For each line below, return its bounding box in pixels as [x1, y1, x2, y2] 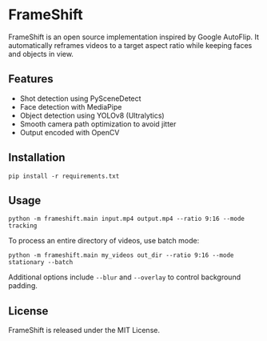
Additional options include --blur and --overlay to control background [8, 272, 241, 282]
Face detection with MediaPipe [19, 102, 122, 111]
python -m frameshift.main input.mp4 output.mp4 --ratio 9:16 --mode [8, 215, 245, 223]
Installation [8, 150, 66, 165]
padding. [8, 281, 38, 291]
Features [8, 72, 54, 86]
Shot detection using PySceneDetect [19, 94, 141, 103]
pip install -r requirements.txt [8, 172, 120, 180]
